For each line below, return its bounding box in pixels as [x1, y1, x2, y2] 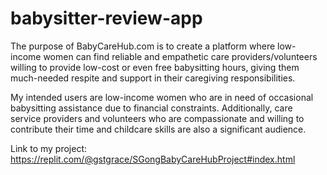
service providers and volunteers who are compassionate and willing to [10, 112, 305, 124]
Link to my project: [10, 142, 88, 154]
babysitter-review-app [10, 7, 203, 30]
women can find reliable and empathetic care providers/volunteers [43, 50, 318, 62]
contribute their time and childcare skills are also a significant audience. [10, 123, 307, 135]
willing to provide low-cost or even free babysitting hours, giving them [10, 61, 300, 73]
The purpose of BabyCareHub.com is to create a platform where [10, 40, 276, 52]
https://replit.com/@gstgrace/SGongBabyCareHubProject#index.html [10, 153, 296, 165]
